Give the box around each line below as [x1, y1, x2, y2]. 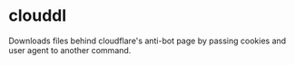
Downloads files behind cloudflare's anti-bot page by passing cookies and [8, 35, 287, 46]
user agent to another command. [8, 44, 132, 55]
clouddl [8, 5, 67, 26]
